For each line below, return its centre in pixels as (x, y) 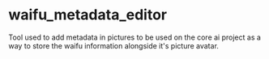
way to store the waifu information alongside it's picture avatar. (113, 45)
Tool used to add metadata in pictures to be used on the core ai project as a (135, 37)
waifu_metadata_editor (88, 15)
